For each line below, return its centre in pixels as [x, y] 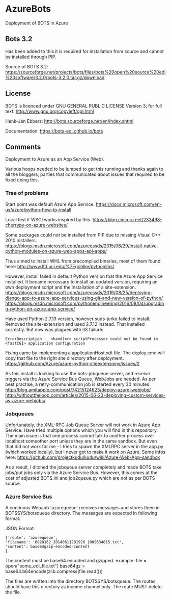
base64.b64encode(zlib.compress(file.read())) [54, 571]
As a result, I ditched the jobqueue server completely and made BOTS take [83, 467]
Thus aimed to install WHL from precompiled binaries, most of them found [83, 261]
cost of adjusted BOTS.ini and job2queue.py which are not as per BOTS [80, 478]
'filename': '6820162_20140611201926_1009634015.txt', [65, 542]
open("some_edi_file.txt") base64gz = [45, 566]
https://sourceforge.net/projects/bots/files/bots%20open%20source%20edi [85, 72]
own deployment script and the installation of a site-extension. [71, 287]
